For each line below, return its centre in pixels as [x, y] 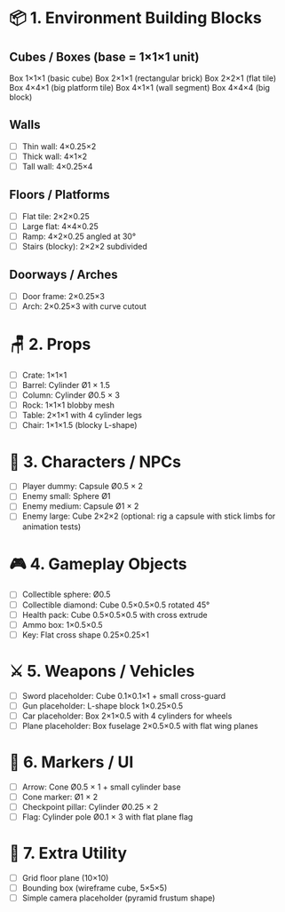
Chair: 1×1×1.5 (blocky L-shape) [79, 425]
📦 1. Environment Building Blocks [135, 18]
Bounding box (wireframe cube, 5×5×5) [95, 888]
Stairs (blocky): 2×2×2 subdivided [85, 246]
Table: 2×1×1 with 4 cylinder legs [82, 416]
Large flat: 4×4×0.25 [60, 226]
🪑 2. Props [50, 345]
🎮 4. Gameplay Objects [98, 563]
